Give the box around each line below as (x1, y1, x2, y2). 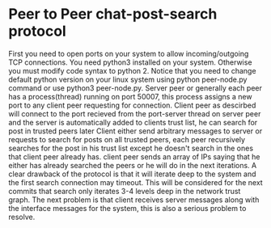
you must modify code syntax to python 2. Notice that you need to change (8, 65, 256, 75)
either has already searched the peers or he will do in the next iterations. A (8, 160, 257, 170)
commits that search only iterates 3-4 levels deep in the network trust (8, 186, 241, 196)
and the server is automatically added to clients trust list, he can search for (8, 117, 258, 127)
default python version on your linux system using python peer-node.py (8, 74, 248, 84)
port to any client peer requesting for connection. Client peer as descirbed (8, 100, 256, 110)
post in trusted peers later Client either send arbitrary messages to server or (8, 126, 263, 136)
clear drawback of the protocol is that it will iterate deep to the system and (8, 169, 256, 179)
